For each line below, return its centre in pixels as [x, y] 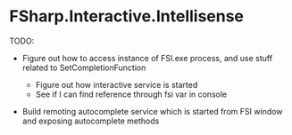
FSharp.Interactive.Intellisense [126, 16]
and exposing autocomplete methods [91, 121]
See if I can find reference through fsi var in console [131, 94]
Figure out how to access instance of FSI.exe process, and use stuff [147, 58]
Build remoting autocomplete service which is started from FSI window [152, 111]
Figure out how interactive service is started [117, 84]
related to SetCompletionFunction [84, 67]
